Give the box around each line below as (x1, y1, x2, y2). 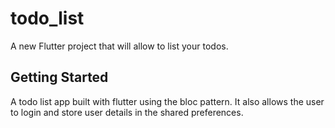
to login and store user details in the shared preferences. (10, 106, 244, 118)
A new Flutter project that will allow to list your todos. (10, 40, 229, 52)
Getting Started (10, 69, 109, 86)
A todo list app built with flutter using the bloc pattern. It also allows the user (10, 95, 325, 107)
